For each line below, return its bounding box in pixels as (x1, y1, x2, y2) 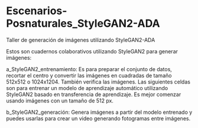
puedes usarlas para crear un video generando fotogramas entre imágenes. (6, 114, 191, 122)
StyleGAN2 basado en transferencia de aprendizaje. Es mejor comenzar (6, 91, 181, 98)
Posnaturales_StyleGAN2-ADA (6, 17, 161, 30)
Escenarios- (6, 4, 67, 18)
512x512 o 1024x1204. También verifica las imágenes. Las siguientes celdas (6, 78, 191, 85)
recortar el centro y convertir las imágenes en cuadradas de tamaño (6, 72, 172, 79)
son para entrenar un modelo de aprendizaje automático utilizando (6, 84, 168, 91)
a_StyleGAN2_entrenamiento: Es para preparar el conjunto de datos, (6, 65, 173, 72)
